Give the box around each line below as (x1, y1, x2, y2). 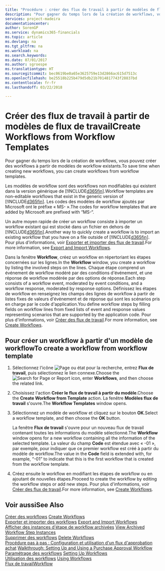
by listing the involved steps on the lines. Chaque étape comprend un (5, 265, 145, 271)
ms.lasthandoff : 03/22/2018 (5, 85, 63, 90)
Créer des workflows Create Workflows (5, 514, 85, 520)
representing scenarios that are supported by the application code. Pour (5, 312, 151, 317)
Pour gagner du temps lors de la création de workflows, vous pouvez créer (5, 158, 157, 164)
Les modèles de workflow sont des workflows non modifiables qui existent (5, 183, 156, 189)
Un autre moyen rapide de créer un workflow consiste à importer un (5, 219, 142, 225)
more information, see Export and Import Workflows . (5, 245, 111, 251)
